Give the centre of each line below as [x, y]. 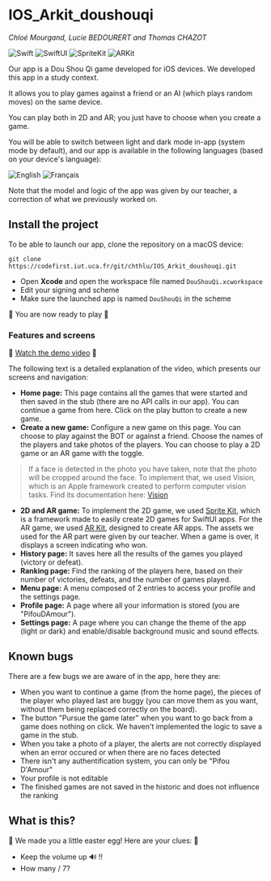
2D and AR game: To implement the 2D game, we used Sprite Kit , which [140, 511]
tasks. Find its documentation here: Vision [98, 495]
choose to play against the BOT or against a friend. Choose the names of [142, 436]
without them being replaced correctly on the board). [108, 709]
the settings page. [50, 597]
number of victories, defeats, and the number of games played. [126, 580]
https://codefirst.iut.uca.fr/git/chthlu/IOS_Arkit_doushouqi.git [123, 266]
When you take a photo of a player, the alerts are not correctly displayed [140, 743]
